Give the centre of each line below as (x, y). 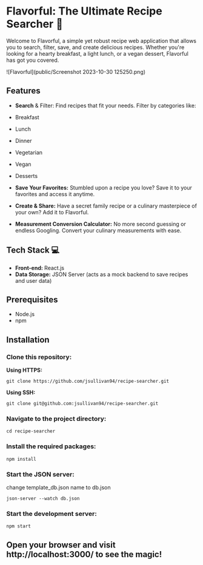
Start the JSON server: (40, 474)
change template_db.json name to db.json (58, 487)
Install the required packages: (51, 446)
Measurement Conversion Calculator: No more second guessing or (100, 224)
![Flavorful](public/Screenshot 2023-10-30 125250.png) (76, 71)
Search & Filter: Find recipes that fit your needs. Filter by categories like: (105, 105)
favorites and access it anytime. (55, 194)
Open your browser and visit (61, 545)
